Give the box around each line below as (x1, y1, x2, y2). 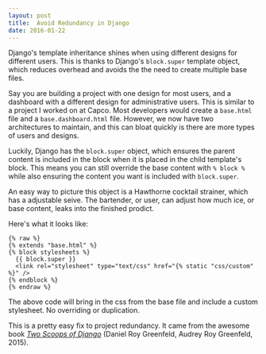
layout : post (8, 11, 52, 20)
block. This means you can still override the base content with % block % (8, 164, 245, 173)
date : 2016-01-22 (8, 26, 66, 34)
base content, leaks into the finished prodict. (8, 204, 155, 214)
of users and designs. (8, 131, 79, 140)
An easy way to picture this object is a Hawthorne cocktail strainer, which (8, 187, 249, 197)
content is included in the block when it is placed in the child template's (8, 155, 242, 164)
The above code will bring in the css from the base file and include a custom (8, 297, 258, 306)
